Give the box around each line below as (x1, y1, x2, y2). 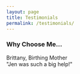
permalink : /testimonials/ (6, 20, 75, 26)
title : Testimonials (6, 15, 59, 21)
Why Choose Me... (6, 40, 62, 49)
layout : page (6, 8, 39, 15)
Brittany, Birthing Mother (6, 54, 68, 61)
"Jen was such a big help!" (6, 60, 73, 67)
